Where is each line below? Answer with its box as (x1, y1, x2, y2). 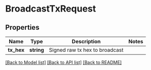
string (29, 46, 44, 53)
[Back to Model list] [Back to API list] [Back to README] (5, 59, 122, 65)
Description (72, 38, 101, 45)
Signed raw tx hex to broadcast (49, 46, 124, 53)
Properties (5, 23, 40, 32)
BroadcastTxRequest (5, 3, 97, 15)
